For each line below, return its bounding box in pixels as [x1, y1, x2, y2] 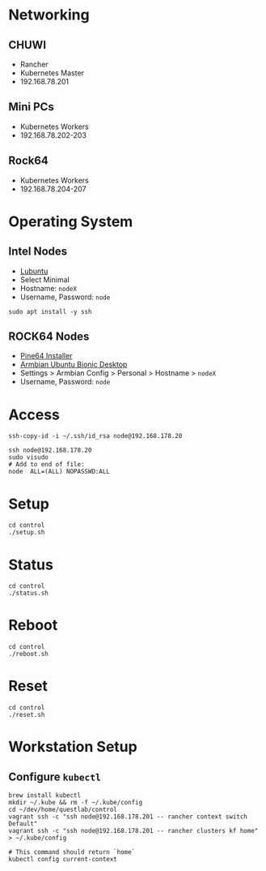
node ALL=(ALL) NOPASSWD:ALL [8, 468, 111, 476]
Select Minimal [19, 274, 70, 285]
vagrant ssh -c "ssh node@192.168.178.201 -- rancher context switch [8, 813, 248, 821]
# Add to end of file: [8, 461, 85, 469]
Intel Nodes [8, 245, 68, 259]
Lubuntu [19, 266, 49, 276]
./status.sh [8, 590, 49, 598]
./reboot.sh [8, 650, 49, 659]
